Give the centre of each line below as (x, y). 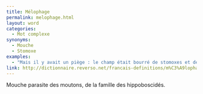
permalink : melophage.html (40, 17)
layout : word (23, 23)
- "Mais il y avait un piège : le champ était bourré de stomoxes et (101, 62)
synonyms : (19, 40)
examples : (19, 57)
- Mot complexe (31, 34)
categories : (21, 29)
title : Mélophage (28, 12)
